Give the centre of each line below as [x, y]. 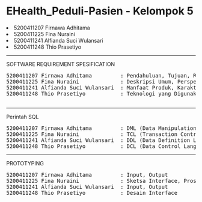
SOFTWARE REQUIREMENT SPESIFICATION [61, 64]
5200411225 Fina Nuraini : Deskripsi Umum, [90, 81]
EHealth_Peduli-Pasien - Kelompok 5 [100, 11]
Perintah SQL [23, 117]
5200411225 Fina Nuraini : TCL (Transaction [92, 134]
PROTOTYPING [25, 163]
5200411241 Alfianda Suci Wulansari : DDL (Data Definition [98, 140]
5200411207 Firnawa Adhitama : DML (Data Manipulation [101, 128]
